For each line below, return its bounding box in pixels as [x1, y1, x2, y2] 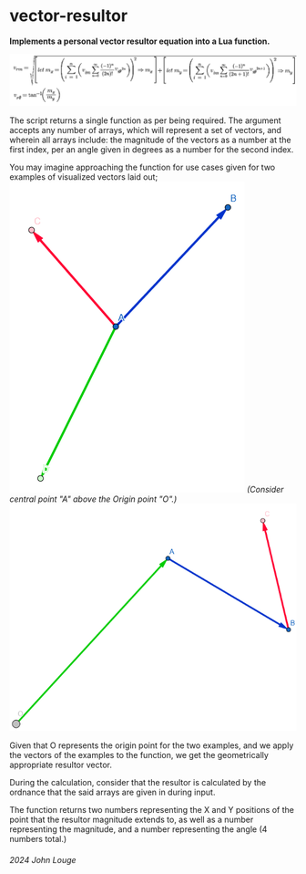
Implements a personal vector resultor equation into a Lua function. [9, 36, 270, 47]
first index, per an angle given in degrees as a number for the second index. [9, 143, 294, 155]
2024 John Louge [9, 855, 76, 866]
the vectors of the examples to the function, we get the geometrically [9, 750, 269, 761]
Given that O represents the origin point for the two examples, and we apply [9, 740, 294, 751]
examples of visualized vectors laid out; [9, 171, 158, 182]
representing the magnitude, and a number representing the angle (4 [9, 824, 268, 835]
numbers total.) [9, 834, 67, 845]
